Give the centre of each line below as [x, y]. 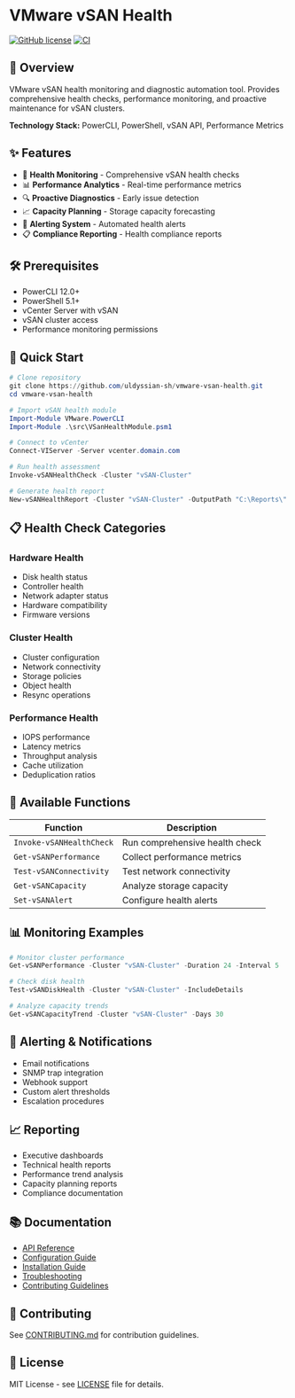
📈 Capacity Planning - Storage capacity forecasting [118, 211]
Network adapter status [65, 596]
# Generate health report [57, 491]
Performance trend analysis [73, 1175]
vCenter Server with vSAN [70, 310]
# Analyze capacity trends [59, 1006]
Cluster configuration [61, 657]
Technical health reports [66, 1165]
